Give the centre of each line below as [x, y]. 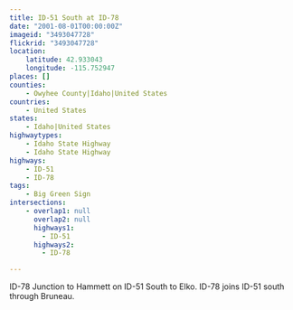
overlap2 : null [62, 219]
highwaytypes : [36, 136]
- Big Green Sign [58, 194]
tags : [19, 186]
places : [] [30, 77]
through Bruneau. [42, 296]
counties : [28, 85]
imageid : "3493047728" [52, 34]
